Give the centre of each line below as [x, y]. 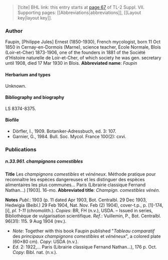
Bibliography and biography [35, 97]
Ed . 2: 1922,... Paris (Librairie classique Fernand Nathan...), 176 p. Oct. [85, 247]
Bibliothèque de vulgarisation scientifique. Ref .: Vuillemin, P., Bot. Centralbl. [83, 216]
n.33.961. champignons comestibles [44, 161]
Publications [21, 149]
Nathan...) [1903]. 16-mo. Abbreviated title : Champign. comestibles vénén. [83, 190]
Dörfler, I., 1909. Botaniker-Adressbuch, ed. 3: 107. [64, 131]
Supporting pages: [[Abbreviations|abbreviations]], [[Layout [79, 13]
